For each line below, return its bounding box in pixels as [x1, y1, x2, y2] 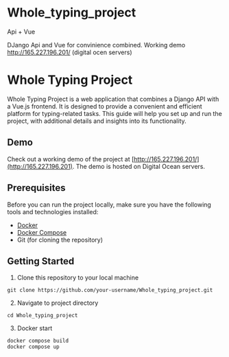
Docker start [16, 324, 53, 332]
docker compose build [7, 338, 69, 345]
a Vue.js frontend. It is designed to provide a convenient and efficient [7, 102, 202, 111]
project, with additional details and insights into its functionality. [7, 117, 186, 125]
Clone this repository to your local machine [16, 273, 139, 282]
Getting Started [7, 255, 75, 267]
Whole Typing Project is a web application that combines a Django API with [7, 95, 219, 103]
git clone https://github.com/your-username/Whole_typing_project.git [7, 287, 213, 294]
